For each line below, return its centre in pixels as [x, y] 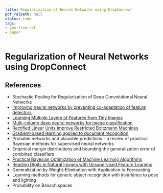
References [23, 85]
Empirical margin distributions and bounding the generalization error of [84, 149]
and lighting [24, 180]
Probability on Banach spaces [42, 185]
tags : [11, 23]
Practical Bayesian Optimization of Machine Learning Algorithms [77, 159]
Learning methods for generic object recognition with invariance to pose [85, 175]
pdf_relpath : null [24, 14]
